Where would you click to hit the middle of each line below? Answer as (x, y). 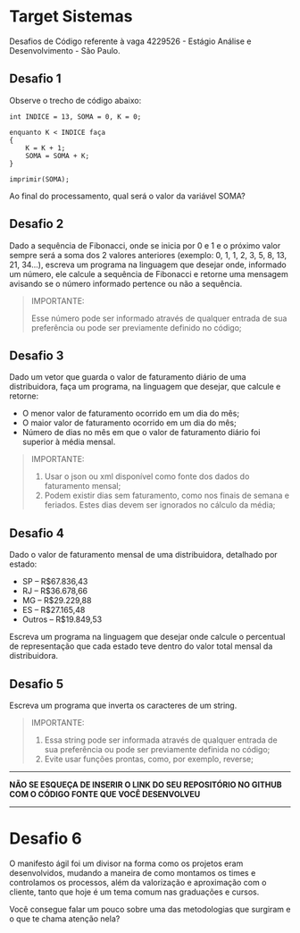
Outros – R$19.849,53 (62, 619)
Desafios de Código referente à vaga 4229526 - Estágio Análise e (130, 41)
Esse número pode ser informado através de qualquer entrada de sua (159, 318)
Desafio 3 (37, 355)
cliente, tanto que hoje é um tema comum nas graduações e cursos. (134, 892)
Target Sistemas (71, 17)
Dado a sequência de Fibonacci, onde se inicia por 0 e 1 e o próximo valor (145, 245)
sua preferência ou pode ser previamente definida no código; (157, 749)
